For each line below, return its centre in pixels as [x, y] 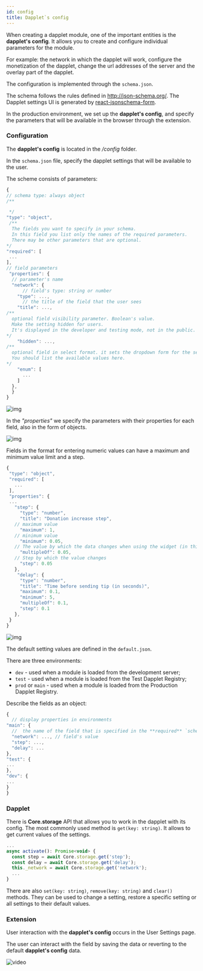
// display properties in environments [62, 720]
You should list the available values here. [69, 358]
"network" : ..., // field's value [55, 737]
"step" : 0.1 [35, 609]
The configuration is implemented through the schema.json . [80, 84]
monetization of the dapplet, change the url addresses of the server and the [101, 66]
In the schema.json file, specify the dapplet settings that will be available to [99, 160]
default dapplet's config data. [44, 950]
